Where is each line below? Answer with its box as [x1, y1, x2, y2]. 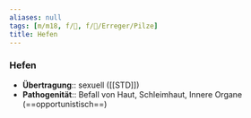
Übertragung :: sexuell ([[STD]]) [22, 80, 140, 90]
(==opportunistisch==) [22, 98, 108, 109]
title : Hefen [9, 29, 58, 38]
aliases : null [9, 13, 63, 22]
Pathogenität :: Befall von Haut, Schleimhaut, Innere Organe [22, 88, 243, 99]
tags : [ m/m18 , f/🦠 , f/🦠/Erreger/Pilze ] [9, 21, 159, 30]
